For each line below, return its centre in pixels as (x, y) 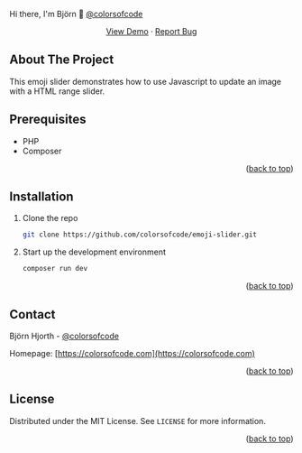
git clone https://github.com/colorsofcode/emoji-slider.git (140, 235)
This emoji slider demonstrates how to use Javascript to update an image (146, 81)
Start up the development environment (94, 252)
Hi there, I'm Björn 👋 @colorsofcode (76, 14)
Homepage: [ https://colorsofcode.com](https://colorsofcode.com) (132, 353)
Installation (41, 197)
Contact (32, 314)
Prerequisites (48, 120)
